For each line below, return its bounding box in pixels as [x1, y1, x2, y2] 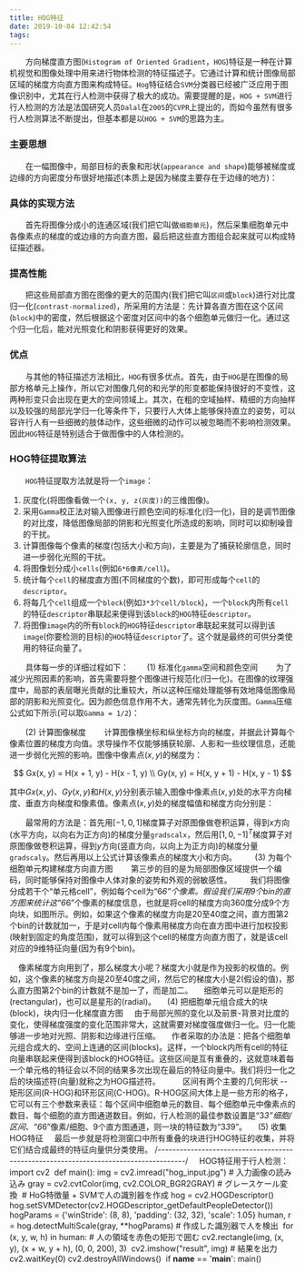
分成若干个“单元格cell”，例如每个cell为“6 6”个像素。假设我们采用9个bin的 [9, 885, 283, 896]
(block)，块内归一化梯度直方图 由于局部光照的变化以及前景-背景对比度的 [9, 1007, 290, 1018]
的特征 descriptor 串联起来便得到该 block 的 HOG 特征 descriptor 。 [22, 608, 257, 619]
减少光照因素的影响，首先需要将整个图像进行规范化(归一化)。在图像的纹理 [9, 672, 286, 683]
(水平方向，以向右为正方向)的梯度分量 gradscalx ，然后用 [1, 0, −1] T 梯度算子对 [9, 827, 293, 840]
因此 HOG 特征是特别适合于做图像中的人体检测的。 [9, 428, 189, 439]
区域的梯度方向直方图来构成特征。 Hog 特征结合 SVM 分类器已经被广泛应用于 [9, 79, 280, 90]
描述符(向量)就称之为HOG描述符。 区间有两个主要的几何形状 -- [33, 1076, 288, 1086]
